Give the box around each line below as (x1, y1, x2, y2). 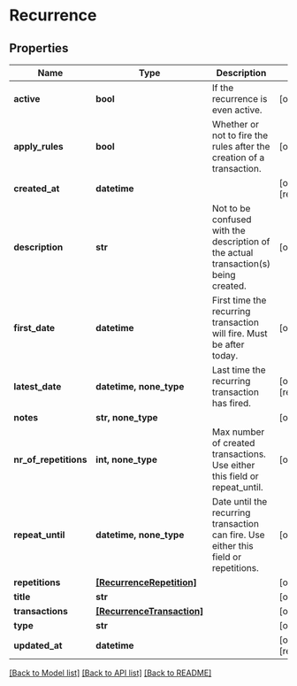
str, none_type (95, 412, 158, 423)
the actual (211, 247, 254, 258)
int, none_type (95, 453, 157, 466)
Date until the (211, 496, 268, 507)
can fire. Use (211, 528, 265, 541)
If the (211, 81, 234, 94)
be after (211, 338, 245, 351)
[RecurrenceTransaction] (95, 605, 204, 617)
